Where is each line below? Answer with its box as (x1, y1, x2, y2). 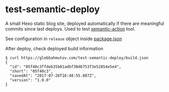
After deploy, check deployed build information (5, 45, 104, 51)
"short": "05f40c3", (10, 69, 53, 74)
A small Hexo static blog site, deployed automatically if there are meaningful (5, 20, 164, 26)
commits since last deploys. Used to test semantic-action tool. (5, 25, 136, 32)
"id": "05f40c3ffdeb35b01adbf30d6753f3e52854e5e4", (10, 64, 122, 69)
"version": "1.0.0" (10, 77, 51, 82)
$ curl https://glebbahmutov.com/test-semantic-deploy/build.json (5, 55, 149, 60)
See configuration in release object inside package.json (5, 36, 122, 42)
